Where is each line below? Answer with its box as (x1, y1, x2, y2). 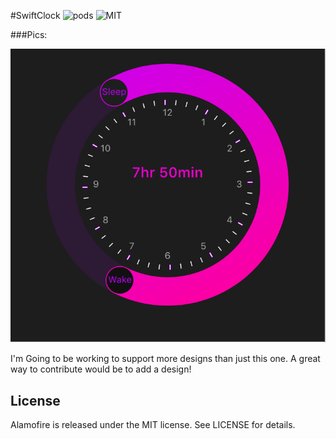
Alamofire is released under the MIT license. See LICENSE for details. (10, 419, 296, 431)
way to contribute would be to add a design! (10, 363, 192, 375)
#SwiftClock (10, 10, 61, 21)
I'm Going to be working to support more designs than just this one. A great (10, 353, 321, 365)
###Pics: (10, 29, 48, 40)
